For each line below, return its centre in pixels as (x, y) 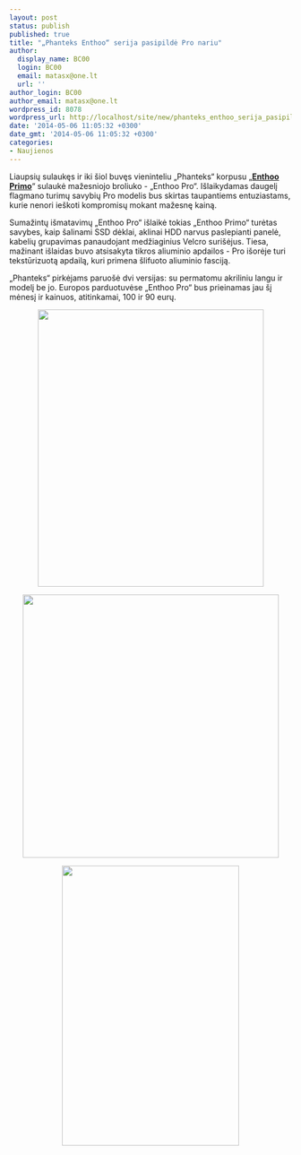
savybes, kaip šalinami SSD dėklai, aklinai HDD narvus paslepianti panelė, (145, 232)
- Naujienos (31, 151)
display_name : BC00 (54, 59)
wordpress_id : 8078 (46, 109)
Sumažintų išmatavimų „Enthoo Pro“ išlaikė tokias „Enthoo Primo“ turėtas (143, 222)
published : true (39, 34)
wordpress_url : (38, 117)
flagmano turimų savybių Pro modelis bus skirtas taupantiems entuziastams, (150, 195)
